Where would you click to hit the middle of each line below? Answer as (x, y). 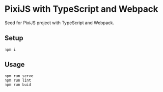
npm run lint (18, 80)
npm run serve (19, 76)
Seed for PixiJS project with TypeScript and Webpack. (59, 23)
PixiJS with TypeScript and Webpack (81, 9)
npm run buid (18, 85)
